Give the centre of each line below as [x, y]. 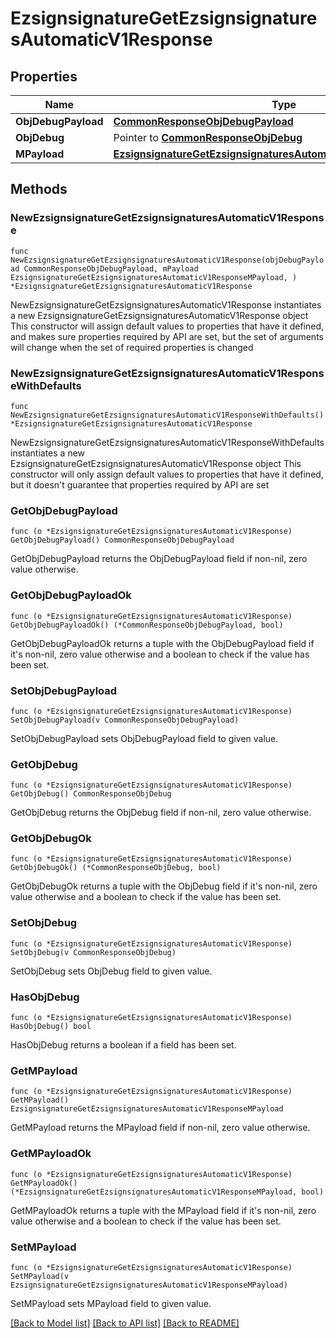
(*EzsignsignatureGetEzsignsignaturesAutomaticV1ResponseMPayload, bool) [167, 1192]
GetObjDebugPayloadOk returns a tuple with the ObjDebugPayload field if [162, 643]
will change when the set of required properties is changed [132, 347]
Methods [39, 189]
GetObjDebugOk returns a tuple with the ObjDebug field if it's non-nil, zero [164, 886]
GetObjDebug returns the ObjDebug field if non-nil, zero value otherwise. [161, 813]
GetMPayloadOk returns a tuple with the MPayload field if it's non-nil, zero [163, 1210]
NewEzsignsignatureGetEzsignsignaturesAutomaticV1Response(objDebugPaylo [167, 260]
